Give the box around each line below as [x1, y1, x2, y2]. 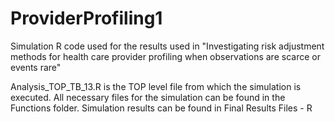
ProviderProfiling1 [10, 7, 163, 30]
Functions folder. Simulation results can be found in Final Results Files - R [10, 102, 313, 114]
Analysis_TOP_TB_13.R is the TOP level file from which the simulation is [10, 80, 302, 92]
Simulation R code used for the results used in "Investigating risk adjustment [10, 40, 325, 52]
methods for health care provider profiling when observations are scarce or [10, 50, 321, 62]
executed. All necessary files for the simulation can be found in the [10, 91, 286, 103]
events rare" [10, 61, 62, 73]
